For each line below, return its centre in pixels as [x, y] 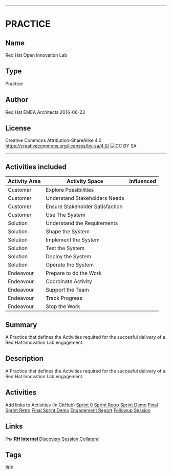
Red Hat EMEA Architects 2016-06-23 [45, 112]
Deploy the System [68, 257]
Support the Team [67, 290]
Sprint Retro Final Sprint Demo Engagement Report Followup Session [78, 410]
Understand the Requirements [82, 223]
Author [17, 100]
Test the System [65, 248]
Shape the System [68, 232]
